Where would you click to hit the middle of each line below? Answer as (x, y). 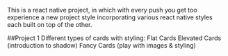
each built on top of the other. (50, 25)
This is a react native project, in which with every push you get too (102, 10)
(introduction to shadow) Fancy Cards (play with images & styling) (101, 45)
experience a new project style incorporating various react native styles (110, 17)
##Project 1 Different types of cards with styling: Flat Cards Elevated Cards (114, 38)
